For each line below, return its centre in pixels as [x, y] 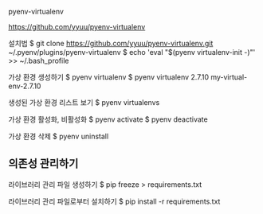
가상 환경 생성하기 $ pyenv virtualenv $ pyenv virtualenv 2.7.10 [109, 77]
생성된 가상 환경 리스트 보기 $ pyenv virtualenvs [84, 102]
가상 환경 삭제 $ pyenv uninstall [59, 136]
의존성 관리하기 [43, 163]
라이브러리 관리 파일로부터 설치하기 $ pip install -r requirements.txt [114, 201]
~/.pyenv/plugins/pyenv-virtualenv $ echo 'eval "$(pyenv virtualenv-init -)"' [132, 52]
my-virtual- [229, 77]
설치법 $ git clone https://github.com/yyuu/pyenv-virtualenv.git [111, 43]
